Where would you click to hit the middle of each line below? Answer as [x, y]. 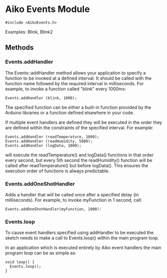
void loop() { [20, 262]
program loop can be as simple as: [41, 253]
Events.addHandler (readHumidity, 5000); [49, 141]
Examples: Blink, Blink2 [29, 32]
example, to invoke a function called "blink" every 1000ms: [66, 89]
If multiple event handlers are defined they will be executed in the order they [84, 122]
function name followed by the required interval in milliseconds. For [74, 83]
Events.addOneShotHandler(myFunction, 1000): [53, 209]
